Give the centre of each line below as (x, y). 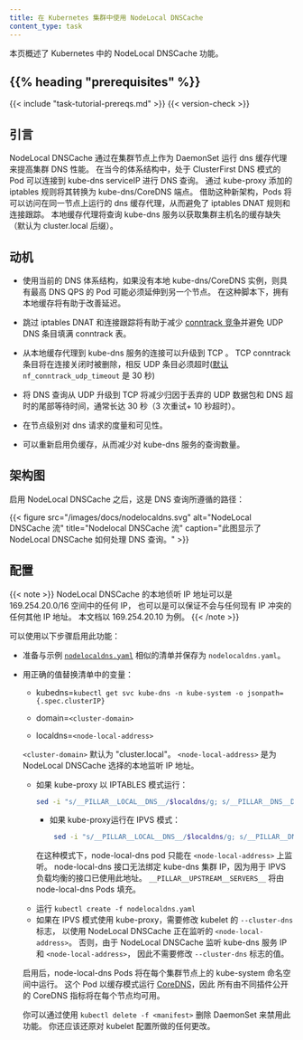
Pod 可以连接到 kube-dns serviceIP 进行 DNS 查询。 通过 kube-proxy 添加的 (151, 181)
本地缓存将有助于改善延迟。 (74, 303)
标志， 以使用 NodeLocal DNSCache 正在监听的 (124, 931)
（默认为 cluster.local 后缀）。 (64, 226)
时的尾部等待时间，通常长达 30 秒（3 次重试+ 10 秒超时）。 (131, 406)
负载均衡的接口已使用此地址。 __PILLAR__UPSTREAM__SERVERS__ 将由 (160, 878)
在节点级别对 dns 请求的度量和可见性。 (95, 425)
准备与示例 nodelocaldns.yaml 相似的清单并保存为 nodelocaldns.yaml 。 (154, 655)
